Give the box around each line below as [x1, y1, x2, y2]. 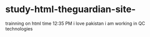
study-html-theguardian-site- [5, 4, 136, 15]
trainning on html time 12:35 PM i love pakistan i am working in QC [5, 20, 145, 26]
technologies [5, 25, 33, 31]
